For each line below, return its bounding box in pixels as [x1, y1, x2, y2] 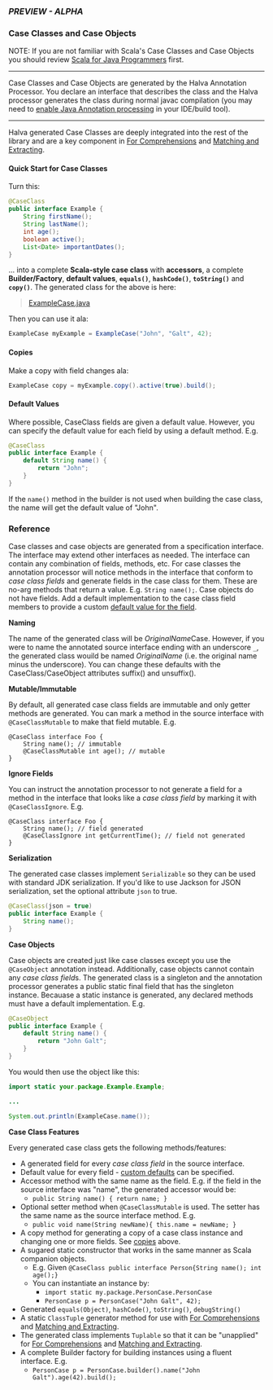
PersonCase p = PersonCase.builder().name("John [32, 1366, 201, 1375]
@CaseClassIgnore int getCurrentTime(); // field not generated [23, 832, 245, 840]
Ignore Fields [8, 768, 54, 779]
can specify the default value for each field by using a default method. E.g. [8, 425, 258, 435]
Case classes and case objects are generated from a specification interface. [8, 542, 264, 552]
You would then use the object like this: [8, 1067, 140, 1076]
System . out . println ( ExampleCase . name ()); [8, 1112, 151, 1120]
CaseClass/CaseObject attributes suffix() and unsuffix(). [8, 668, 197, 678]
